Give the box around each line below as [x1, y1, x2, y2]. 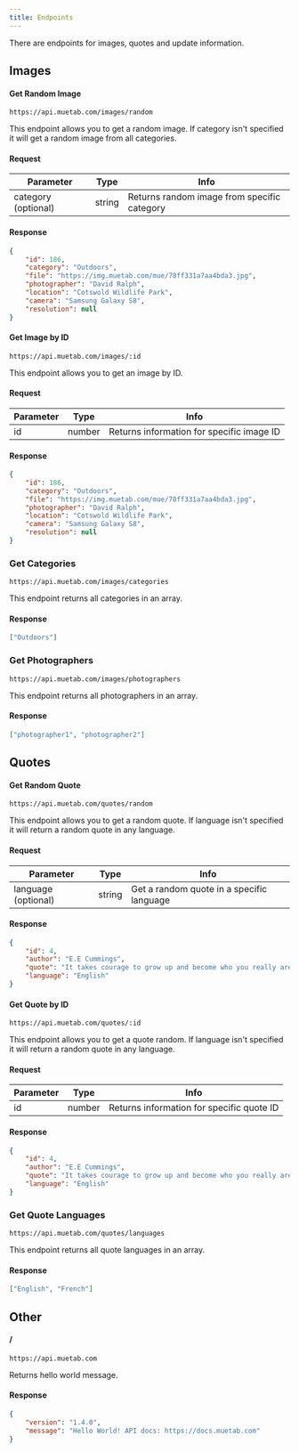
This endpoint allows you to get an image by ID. [9, 367, 183, 378]
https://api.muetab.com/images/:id [9, 352, 141, 361]
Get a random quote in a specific [130, 882, 268, 895]
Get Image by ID [9, 332, 69, 343]
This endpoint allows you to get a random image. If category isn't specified [9, 124, 284, 134]
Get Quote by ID [9, 999, 69, 1010]
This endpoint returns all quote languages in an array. [9, 1245, 206, 1255]
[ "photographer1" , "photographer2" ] [9, 730, 145, 739]
